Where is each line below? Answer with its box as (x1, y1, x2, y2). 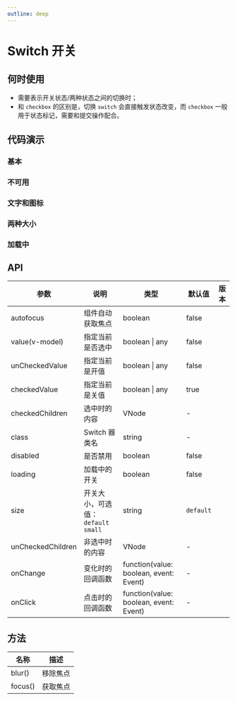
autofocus (11, 313, 44, 323)
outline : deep (7, 10, 49, 18)
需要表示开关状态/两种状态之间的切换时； (17, 93, 138, 102)
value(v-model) (11, 337, 64, 347)
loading (11, 469, 36, 479)
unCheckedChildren (11, 542, 78, 552)
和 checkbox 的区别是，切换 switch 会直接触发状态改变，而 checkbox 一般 (17, 102, 228, 110)
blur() (11, 668, 30, 678)
